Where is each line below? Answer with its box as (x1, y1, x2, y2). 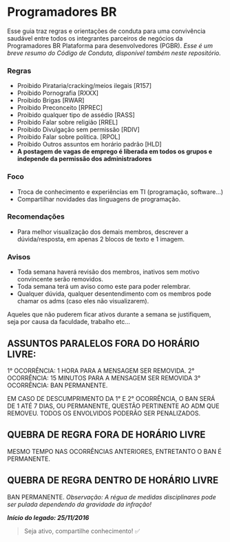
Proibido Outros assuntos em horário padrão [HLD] (17, 140, 162, 149)
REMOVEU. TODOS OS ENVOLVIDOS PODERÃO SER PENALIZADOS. (7, 409, 201, 417)
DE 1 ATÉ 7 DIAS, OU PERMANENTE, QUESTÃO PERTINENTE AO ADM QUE (7, 402, 220, 410)
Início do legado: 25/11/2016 (7, 513, 90, 521)
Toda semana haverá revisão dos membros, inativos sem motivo (17, 268, 200, 276)
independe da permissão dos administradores (17, 155, 152, 163)
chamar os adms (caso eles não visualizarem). (17, 297, 149, 305)
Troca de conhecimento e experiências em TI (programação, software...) (17, 187, 224, 196)
